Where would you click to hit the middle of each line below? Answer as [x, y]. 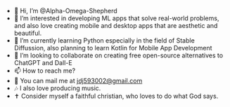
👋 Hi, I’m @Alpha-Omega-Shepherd [65, 11]
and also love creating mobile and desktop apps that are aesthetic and [116, 26]
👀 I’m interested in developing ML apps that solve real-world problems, [116, 18]
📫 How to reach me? [45, 71]
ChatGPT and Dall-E [43, 63]
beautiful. [28, 33]
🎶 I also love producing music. [57, 88]
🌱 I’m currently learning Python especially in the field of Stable [104, 41]
